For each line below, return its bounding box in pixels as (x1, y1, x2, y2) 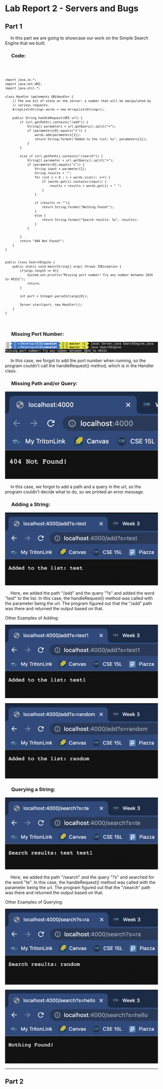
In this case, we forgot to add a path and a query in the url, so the (10, 484, 142, 490)
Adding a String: (11, 501, 50, 508)
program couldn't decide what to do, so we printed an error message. (5, 489, 145, 495)
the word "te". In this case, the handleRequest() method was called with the (5, 879, 156, 885)
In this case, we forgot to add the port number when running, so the (10, 358, 146, 364)
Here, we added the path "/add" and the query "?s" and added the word (10, 590, 154, 596)
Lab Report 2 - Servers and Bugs (5, 3, 139, 14)
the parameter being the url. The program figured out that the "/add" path (5, 601, 152, 606)
